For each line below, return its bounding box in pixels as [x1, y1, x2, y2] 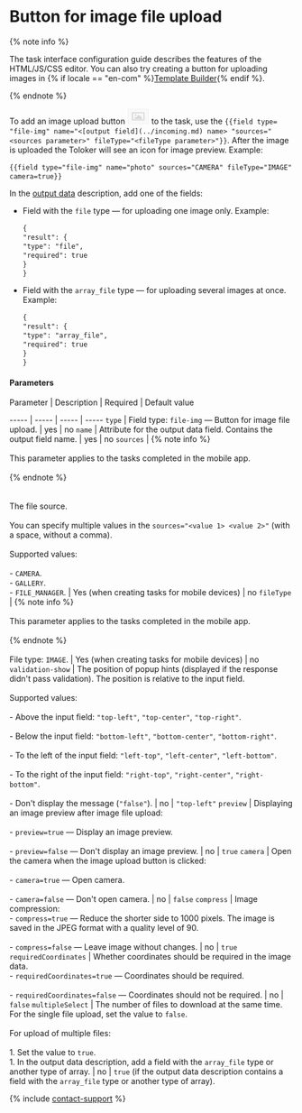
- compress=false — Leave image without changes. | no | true [9, 942, 238, 952]
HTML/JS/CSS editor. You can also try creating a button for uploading [9, 63, 268, 74]
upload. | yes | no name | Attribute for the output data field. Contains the [9, 424, 273, 435]
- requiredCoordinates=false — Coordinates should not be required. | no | [9, 989, 284, 1000]
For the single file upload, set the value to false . [9, 1008, 188, 1020]
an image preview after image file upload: [9, 807, 164, 818]
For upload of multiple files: [9, 1028, 111, 1039]
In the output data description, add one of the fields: [9, 188, 203, 198]
